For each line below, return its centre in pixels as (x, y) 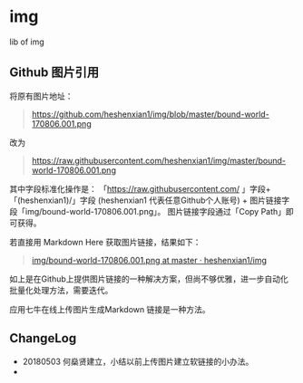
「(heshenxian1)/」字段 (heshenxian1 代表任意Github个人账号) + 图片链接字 (150, 200)
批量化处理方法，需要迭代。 (61, 290)
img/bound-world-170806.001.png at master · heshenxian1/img (149, 260)
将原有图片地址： (41, 96)
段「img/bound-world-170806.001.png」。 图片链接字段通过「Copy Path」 (148, 211)
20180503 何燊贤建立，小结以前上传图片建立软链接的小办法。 (138, 361)
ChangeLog (43, 338)
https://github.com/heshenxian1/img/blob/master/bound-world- (150, 114)
